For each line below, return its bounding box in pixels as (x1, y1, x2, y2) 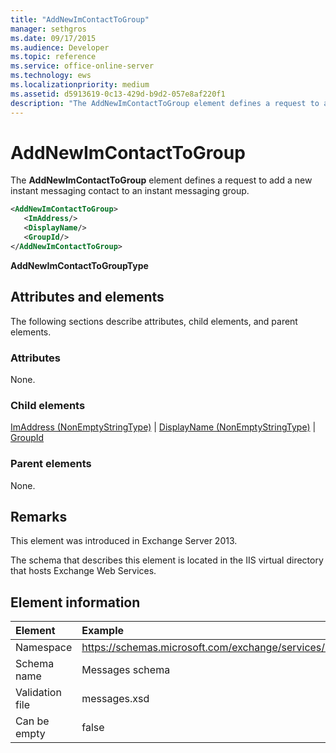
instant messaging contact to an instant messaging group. (10, 185, 250, 197)
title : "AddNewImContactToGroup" (10, 14, 150, 25)
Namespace (15, 641, 73, 655)
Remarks (10, 508, 68, 525)
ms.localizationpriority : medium (10, 80, 150, 90)
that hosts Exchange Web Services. (10, 565, 157, 577)
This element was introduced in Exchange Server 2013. (10, 535, 238, 547)
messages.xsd (81, 692, 150, 706)
